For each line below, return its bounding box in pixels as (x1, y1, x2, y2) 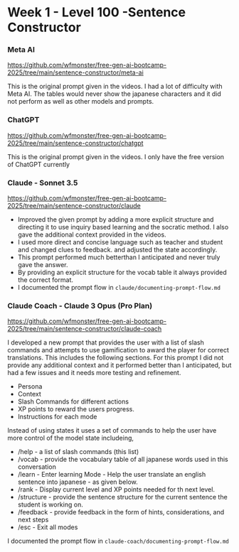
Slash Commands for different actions (17, 397, 129, 406)
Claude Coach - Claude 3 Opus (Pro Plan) (7, 301, 153, 310)
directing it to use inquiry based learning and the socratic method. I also (17, 223, 229, 232)
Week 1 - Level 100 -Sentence (7, 4, 186, 21)
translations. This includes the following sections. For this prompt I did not (7, 353, 224, 362)
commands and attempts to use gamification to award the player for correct (7, 346, 230, 355)
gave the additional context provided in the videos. (17, 230, 166, 239)
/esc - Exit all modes (17, 523, 78, 531)
